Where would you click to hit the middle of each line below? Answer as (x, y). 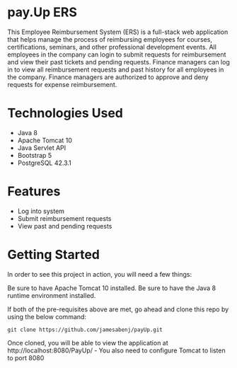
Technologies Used (65, 113)
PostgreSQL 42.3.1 (45, 163)
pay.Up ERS (42, 12)
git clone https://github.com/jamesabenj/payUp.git (85, 330)
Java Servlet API (42, 148)
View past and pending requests (65, 226)
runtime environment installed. (52, 295)
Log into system (41, 211)
